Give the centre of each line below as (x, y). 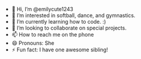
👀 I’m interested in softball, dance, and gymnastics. (73, 15)
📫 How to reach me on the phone (53, 35)
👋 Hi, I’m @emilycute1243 (42, 9)
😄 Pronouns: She (33, 43)
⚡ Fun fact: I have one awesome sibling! (60, 50)
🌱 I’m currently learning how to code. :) (59, 22)
